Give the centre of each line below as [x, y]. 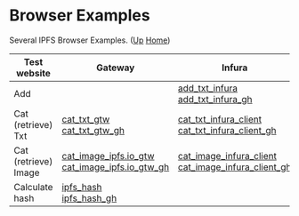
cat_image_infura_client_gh [234, 167]
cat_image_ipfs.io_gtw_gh [116, 167]
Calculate [33, 187]
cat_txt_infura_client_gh [227, 130]
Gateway [116, 68]
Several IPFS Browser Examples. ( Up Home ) [90, 40]
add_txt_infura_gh [215, 99]
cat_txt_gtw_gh [93, 130]
